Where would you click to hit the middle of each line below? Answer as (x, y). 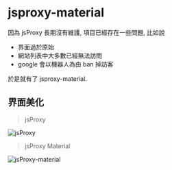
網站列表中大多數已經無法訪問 (60, 56)
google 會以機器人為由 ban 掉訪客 (65, 64)
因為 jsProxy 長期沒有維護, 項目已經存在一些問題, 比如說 (86, 32)
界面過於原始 (36, 47)
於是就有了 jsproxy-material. (48, 78)
